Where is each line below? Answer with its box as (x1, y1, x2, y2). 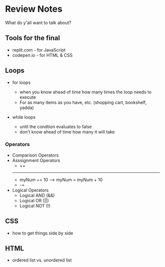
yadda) (19, 105, 34, 110)
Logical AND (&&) (19, 192, 55, 198)
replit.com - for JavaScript (12, 47, 66, 53)
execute (19, 94, 36, 100)
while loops (12, 114, 36, 120)
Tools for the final (5, 34, 60, 42)
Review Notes (5, 3, 63, 15)
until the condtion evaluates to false (19, 124, 92, 130)
